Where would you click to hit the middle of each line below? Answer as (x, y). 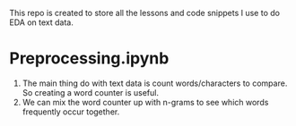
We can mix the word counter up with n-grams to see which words (145, 102)
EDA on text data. (41, 22)
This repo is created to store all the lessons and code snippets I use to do (145, 13)
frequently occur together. (71, 112)
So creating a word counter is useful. (91, 92)
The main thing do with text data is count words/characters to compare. (155, 83)
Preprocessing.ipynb (89, 59)
